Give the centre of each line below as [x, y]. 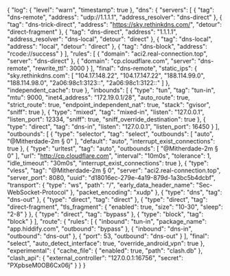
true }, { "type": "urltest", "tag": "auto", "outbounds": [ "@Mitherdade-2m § [113, 148]
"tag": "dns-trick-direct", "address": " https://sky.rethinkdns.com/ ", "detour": [114, 24]
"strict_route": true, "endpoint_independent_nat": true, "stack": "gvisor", [109, 105]
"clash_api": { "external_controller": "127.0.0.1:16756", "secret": [95, 258]
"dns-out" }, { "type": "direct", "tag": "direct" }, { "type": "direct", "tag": [107, 199]
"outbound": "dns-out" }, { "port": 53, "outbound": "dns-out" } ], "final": [108, 236]
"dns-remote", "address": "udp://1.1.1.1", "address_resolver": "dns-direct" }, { [115, 17]
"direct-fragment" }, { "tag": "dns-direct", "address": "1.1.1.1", [92, 32]
